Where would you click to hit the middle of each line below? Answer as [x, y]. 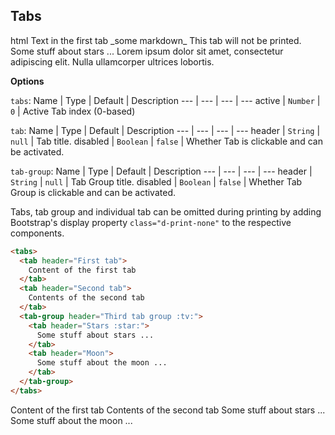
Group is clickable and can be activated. [93, 192]
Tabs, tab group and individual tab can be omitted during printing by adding [166, 211]
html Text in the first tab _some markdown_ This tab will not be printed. [156, 40]
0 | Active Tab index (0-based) [73, 111]
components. [37, 233]
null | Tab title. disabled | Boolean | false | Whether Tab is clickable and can [166, 141]
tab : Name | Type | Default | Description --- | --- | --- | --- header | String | [165, 130]
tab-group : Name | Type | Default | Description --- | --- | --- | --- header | [161, 171]
